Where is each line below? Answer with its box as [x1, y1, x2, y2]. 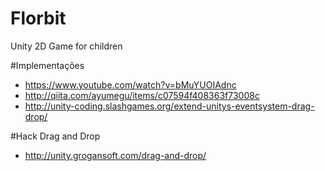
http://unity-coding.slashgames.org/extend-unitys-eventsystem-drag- [24, 100, 315, 112]
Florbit [10, 7, 67, 30]
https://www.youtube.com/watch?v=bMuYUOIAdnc [24, 78, 237, 91]
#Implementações [10, 59, 85, 71]
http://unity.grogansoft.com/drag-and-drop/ [24, 149, 207, 161]
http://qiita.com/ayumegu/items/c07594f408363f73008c [24, 89, 260, 101]
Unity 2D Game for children [10, 40, 123, 52]
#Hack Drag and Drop [10, 130, 101, 142]
